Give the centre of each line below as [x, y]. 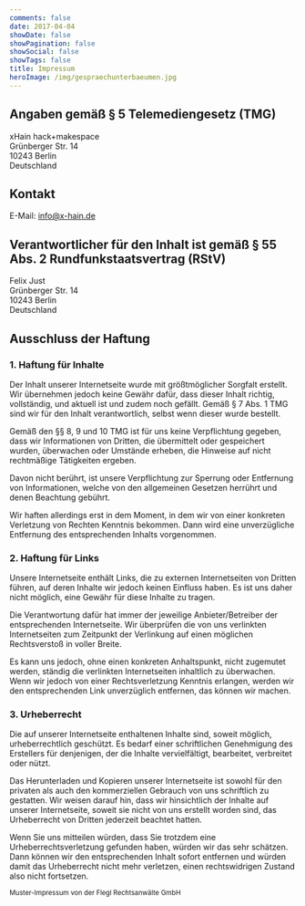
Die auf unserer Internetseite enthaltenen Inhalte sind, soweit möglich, [141, 734]
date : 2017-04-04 [42, 26]
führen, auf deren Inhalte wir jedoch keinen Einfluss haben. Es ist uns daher [151, 588]
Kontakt [33, 194]
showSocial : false [44, 52]
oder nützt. [30, 764]
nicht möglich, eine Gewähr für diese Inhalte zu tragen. [112, 598]
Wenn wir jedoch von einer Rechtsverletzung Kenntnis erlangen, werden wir [152, 682]
